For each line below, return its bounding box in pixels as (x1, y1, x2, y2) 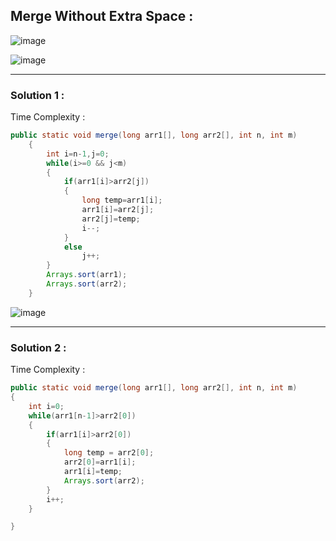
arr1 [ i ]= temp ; (63, 467, 123, 477)
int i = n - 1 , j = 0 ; (46, 149, 110, 159)
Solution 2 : (10, 340, 67, 354)
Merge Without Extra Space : (10, 8, 194, 25)
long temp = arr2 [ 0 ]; (63, 448, 155, 458)
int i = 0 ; (28, 401, 65, 411)
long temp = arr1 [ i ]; (81, 195, 163, 206)
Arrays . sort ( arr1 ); (46, 270, 128, 280)
